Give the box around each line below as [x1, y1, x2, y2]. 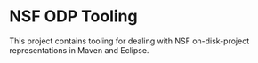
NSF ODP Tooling [9, 6, 138, 27]
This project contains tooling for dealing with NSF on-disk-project [9, 35, 250, 46]
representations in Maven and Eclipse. [9, 44, 149, 55]
